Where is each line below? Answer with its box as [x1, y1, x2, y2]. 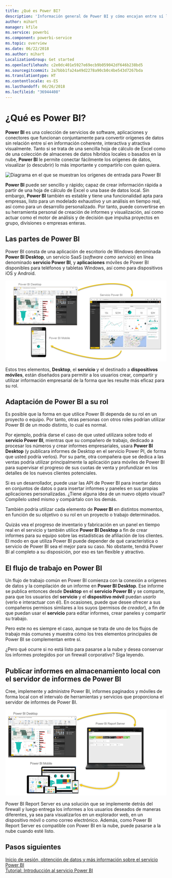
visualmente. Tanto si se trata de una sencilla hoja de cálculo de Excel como [5, 145, 166, 151]
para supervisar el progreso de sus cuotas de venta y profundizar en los [5, 465, 158, 471]
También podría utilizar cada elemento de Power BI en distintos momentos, [5, 506, 164, 512]
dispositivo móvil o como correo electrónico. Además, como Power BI [5, 817, 152, 823]
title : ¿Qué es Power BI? [5, 8, 60, 13]
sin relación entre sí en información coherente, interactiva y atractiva [5, 140, 150, 146]
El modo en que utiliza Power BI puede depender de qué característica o [5, 538, 158, 544]
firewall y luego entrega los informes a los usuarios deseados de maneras [5, 806, 161, 812]
